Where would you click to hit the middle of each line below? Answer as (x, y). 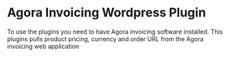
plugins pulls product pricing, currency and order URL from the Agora (105, 38)
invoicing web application (43, 46)
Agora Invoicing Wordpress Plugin (106, 13)
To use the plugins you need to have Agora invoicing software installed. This (115, 32)
